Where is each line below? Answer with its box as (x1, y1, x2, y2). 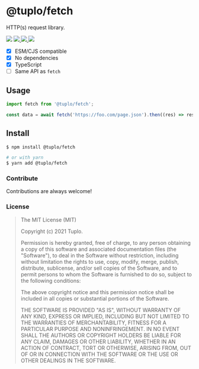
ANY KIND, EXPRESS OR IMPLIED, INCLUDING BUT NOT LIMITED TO (20, 313, 190, 320)
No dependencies (14, 55, 59, 61)
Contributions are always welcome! (6, 188, 92, 195)
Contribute (6, 174, 38, 182)
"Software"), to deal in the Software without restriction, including (20, 251, 179, 259)
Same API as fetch (14, 68, 61, 75)
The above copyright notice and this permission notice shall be (20, 288, 175, 295)
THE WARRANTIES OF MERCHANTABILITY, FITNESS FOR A (20, 319, 167, 326)
